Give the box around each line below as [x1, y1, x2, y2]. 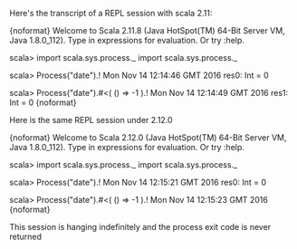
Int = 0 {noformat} [9, 97, 77, 108]
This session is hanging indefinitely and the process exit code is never [9, 222, 272, 232]
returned [9, 231, 43, 242]
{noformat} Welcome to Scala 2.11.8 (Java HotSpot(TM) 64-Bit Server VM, [9, 25, 285, 35]
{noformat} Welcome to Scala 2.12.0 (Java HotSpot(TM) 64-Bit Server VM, [9, 132, 287, 143]
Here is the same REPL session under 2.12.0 [9, 115, 174, 125]
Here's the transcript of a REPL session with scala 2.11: [9, 8, 213, 18]
